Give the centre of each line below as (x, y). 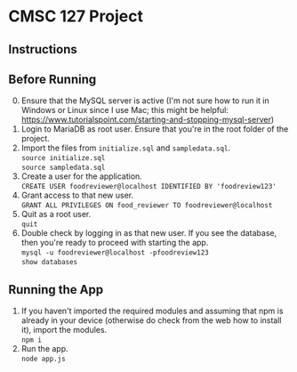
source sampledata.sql (63, 168)
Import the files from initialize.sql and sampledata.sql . (126, 148)
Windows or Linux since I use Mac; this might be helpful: (124, 110)
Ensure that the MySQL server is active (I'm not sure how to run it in (145, 101)
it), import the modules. (64, 330)
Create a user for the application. (82, 176)
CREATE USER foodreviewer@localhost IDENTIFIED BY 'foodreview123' (148, 187)
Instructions (43, 49)
